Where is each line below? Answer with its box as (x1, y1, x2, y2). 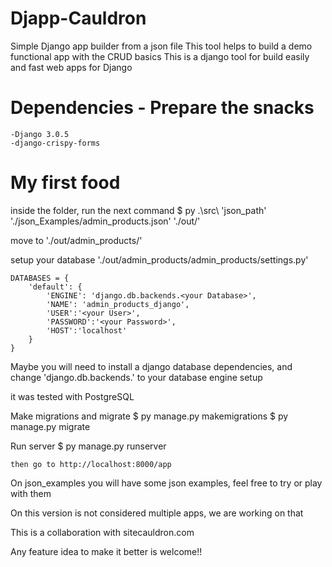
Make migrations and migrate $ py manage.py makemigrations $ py (10, 410, 289, 422)
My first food (10, 172, 121, 194)
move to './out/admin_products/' (10, 234, 143, 246)
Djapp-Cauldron (10, 7, 147, 30)
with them (10, 487, 52, 499)
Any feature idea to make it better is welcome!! (10, 545, 203, 557)
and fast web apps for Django (10, 61, 133, 73)
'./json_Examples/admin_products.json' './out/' (10, 215, 201, 227)
